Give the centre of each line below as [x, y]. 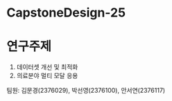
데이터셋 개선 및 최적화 [47, 67]
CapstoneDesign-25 [66, 13]
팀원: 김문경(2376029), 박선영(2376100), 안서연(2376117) [86, 91]
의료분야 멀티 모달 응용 [47, 76]
